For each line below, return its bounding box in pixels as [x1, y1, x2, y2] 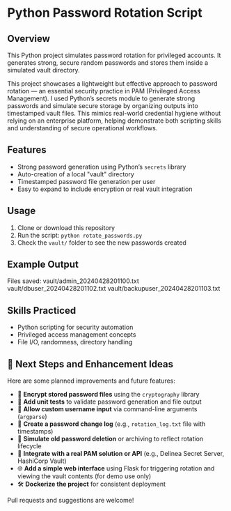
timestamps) [17, 427, 54, 436]
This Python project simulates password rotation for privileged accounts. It [7, 51, 221, 59]
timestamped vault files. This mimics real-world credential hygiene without [7, 109, 221, 117]
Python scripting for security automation [17, 323, 134, 332]
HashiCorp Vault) [17, 457, 67, 465]
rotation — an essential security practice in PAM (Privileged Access [7, 87, 200, 95]
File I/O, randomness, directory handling [17, 338, 133, 346]
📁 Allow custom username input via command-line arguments [17, 405, 198, 413]
